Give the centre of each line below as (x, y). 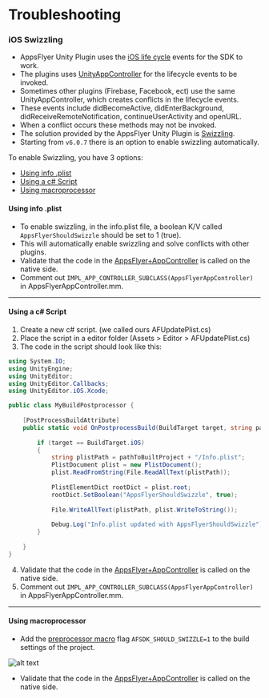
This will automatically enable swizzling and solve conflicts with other (134, 243)
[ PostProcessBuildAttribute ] (71, 421)
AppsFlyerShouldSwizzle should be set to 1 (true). (100, 235)
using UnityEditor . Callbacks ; (59, 383)
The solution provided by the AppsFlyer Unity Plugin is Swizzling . (127, 134)
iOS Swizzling (36, 40)
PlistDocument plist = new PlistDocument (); (126, 465)
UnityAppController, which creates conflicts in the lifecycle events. (129, 100)
